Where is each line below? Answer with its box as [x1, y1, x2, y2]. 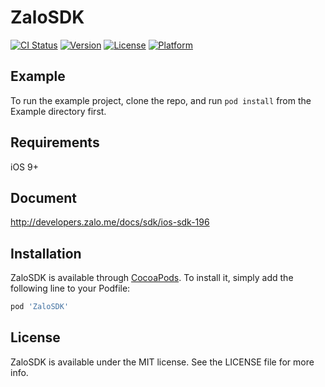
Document [10, 189, 77, 206]
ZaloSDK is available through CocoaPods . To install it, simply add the [10, 272, 294, 284]
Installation [10, 245, 82, 262]
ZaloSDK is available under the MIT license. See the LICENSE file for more [10, 356, 315, 368]
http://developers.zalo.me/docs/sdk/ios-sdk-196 [10, 216, 210, 228]
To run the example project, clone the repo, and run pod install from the [10, 94, 312, 106]
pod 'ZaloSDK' [10, 302, 70, 312]
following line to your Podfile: [10, 282, 131, 295]
